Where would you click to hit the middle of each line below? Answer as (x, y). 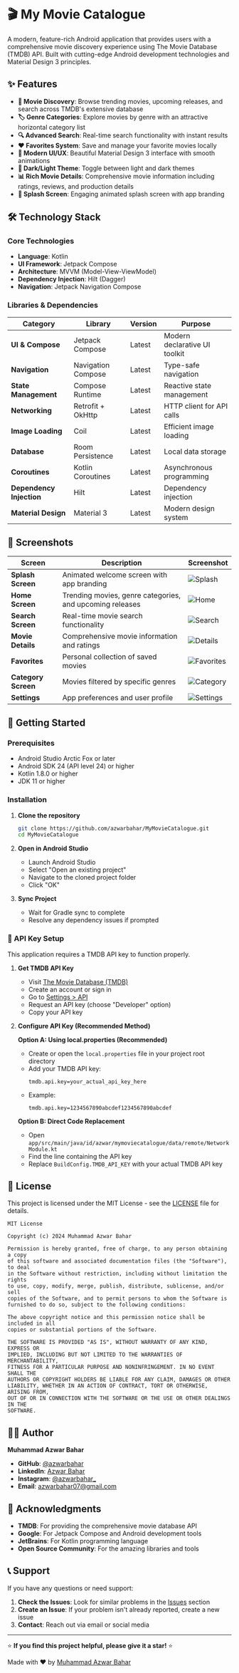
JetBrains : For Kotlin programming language (83, 1541)
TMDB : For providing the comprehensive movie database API (107, 1526)
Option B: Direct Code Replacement (71, 1121)
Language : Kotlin (43, 256)
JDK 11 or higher (42, 781)
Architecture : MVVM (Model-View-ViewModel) (87, 271)
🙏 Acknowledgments (54, 1509)
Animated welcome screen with (115, 575)
